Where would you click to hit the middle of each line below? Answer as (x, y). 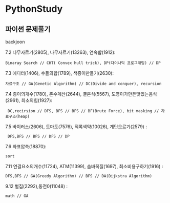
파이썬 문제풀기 (28, 29)
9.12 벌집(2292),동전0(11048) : (37, 186)
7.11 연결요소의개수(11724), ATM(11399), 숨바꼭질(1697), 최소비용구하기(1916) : (84, 166)
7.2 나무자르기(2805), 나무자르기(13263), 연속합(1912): (60, 52)
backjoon (15, 42)
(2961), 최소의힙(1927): (29, 100)
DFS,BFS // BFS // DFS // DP (39, 136)
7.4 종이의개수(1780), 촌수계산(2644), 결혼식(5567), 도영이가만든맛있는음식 (81, 94)
